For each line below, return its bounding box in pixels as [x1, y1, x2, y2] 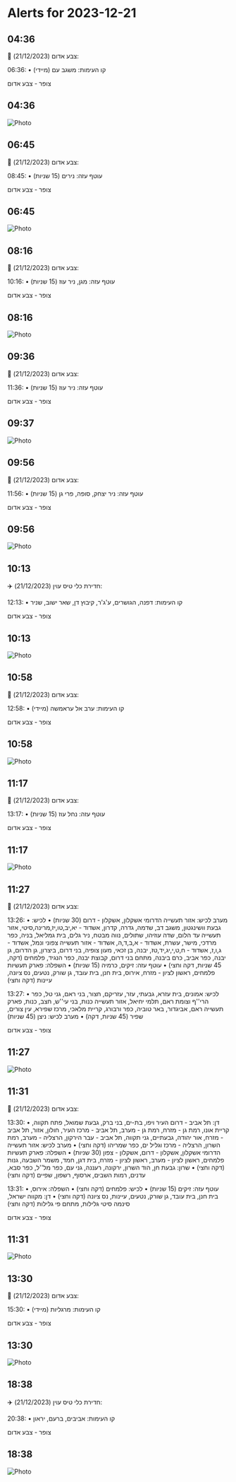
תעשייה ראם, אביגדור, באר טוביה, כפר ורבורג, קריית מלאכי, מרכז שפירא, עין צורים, [7, 1005, 224, 1013]
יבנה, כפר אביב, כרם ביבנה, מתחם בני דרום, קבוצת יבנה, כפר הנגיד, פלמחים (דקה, [7, 953, 226, 962]
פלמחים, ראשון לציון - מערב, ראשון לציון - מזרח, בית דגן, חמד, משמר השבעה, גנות [7, 1155, 225, 1164]
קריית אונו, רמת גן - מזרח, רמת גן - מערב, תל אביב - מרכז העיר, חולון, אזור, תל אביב [7, 1126, 230, 1134]
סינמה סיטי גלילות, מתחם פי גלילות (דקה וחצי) [7, 1199, 130, 1208]
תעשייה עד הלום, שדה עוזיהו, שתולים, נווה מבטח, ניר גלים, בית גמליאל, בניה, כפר [7, 931, 221, 939]
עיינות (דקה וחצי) [7, 976, 53, 984]
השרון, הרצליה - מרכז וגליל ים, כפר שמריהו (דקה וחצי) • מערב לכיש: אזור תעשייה [7, 1140, 221, 1149]
